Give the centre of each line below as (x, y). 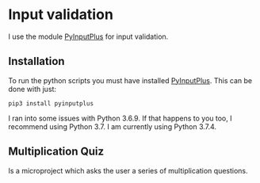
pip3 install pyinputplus (51, 103)
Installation (36, 61)
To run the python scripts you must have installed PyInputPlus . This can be (130, 80)
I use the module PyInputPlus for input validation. (88, 36)
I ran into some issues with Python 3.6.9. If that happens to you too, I (120, 118)
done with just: (32, 89)
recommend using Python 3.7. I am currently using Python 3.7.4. (112, 126)
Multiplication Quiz (56, 152)
